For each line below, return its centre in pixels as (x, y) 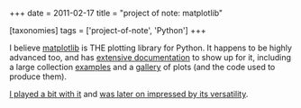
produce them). (38, 76)
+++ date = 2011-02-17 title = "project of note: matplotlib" (116, 13)
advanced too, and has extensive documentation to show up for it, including (150, 57)
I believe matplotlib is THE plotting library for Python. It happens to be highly (151, 48)
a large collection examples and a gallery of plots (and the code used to (142, 67)
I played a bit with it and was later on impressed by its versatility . (129, 94)
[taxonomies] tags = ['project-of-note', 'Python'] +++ (108, 30)
